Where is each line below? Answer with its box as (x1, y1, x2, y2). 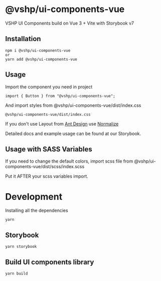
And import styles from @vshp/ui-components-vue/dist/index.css (5, 102, 141, 108)
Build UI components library (5, 257, 94, 266)
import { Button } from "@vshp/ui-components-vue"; (5, 93, 115, 98)
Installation (5, 35, 41, 43)
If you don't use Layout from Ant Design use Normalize (5, 120, 119, 126)
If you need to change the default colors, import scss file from (5, 158, 133, 164)
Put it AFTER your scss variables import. (5, 173, 89, 179)
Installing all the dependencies (5, 207, 69, 214)
